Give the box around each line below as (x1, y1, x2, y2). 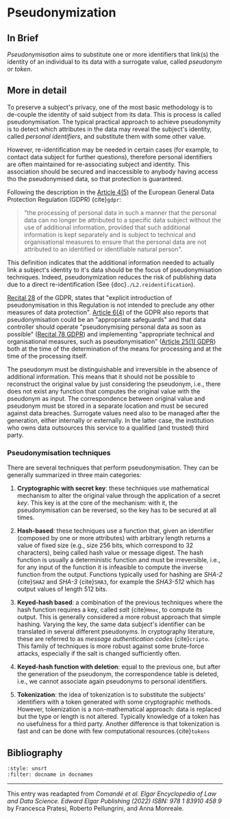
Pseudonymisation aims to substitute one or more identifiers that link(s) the (7, 50, 219, 58)
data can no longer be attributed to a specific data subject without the (23, 216, 221, 224)
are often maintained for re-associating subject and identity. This (7, 160, 190, 168)
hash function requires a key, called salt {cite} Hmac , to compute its (16, 605, 203, 614)
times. (16, 514, 35, 522)
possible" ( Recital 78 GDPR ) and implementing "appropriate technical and (7, 330, 214, 338)
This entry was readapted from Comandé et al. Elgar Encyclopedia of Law (7, 789, 217, 798)
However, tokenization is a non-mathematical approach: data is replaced (16, 705, 222, 713)
